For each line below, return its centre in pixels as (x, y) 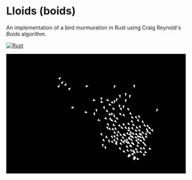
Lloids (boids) (41, 11)
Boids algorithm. (26, 33)
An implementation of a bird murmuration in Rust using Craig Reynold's (94, 28)
